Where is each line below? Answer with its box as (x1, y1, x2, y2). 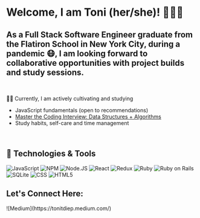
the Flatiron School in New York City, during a (6, 39, 180, 49)
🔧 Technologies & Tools (6, 149, 96, 159)
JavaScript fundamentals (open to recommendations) (15, 107, 149, 114)
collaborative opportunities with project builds (6, 57, 185, 68)
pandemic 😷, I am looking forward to (6, 48, 148, 59)
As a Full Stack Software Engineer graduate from (6, 30, 193, 40)
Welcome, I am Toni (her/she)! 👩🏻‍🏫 (6, 5, 184, 19)
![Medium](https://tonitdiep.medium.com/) (6, 205, 112, 212)
